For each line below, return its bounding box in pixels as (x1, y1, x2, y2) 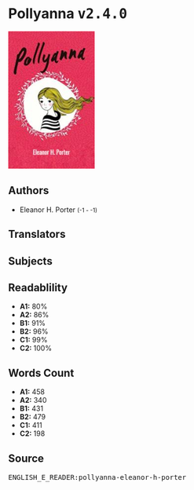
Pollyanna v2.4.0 (8, 5, 128, 23)
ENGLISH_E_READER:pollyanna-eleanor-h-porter (8, 473, 187, 481)
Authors (8, 184, 49, 197)
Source (8, 452, 45, 465)
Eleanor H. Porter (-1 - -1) (19, 205, 98, 214)
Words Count (8, 366, 75, 379)
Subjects (8, 254, 53, 268)
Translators (8, 228, 66, 241)
